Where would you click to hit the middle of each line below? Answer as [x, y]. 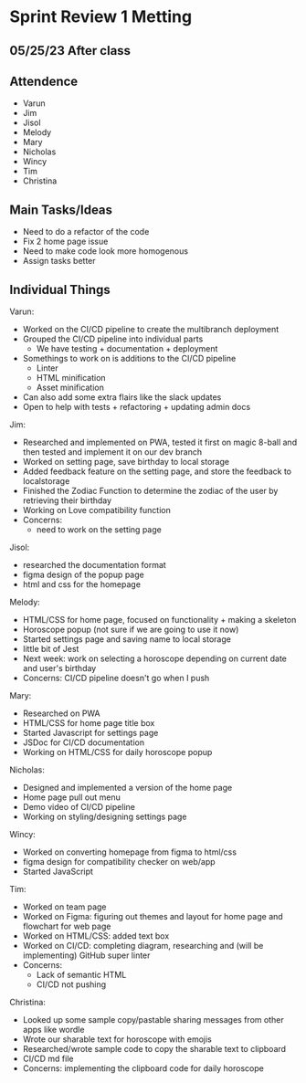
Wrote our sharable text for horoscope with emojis [117, 1039]
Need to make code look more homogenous [106, 251]
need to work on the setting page [99, 530]
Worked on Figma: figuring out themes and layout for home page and [153, 917]
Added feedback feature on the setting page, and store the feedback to [157, 471]
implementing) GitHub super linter [86, 955]
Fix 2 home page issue [65, 242]
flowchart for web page [67, 926]
